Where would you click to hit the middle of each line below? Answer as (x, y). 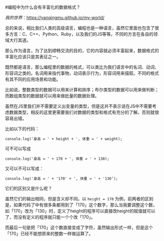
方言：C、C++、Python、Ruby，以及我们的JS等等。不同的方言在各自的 (81, 34)
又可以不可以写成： (24, 168)
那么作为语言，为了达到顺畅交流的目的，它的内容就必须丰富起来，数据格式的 (82, 51)
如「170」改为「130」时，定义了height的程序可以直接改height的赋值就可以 (80, 211)
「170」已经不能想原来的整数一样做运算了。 (49, 233)
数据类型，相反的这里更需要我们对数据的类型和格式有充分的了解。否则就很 (84, 112)
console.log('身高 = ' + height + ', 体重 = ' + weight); (64, 139)
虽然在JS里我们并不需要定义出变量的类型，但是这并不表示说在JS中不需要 (79, 106)
